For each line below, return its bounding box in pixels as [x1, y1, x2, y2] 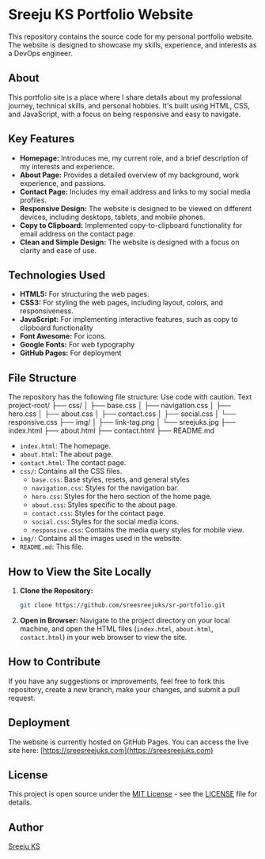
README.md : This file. [19, 542, 85, 551]
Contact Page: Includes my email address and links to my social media [19, 187, 251, 196]
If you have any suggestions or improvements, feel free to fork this [8, 676, 225, 686]
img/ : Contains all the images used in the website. [19, 534, 182, 543]
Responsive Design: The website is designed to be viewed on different [19, 203, 252, 213]
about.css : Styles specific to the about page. [31, 500, 178, 509]
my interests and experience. [19, 161, 115, 171]
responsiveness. [19, 306, 74, 316]
